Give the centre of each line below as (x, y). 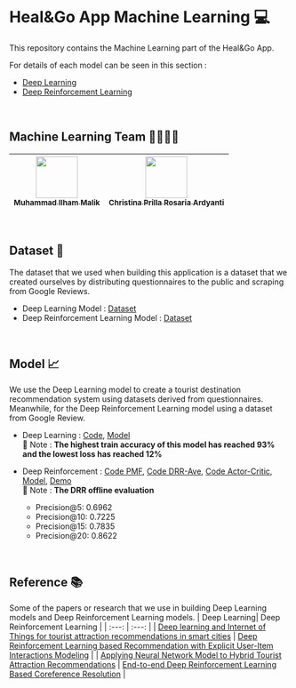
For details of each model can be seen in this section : (108, 65)
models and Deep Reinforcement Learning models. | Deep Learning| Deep (145, 618)
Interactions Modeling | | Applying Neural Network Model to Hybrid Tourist (145, 655)
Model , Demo (47, 481)
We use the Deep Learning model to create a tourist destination (125, 390)
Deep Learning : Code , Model (76, 436)
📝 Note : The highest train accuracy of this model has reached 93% (148, 444)
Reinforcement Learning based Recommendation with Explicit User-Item (141, 646)
